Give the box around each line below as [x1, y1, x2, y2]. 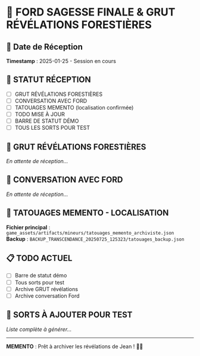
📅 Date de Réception [6, 42, 83, 52]
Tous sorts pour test [14, 279, 64, 286]
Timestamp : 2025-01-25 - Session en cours [6, 58, 116, 64]
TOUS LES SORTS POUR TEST [14, 124, 90, 132]
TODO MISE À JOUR [14, 111, 65, 118]
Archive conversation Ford [14, 292, 80, 299]
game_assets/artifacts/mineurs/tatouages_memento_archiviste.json [6, 230, 174, 236]
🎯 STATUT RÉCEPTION [6, 74, 91, 85]
